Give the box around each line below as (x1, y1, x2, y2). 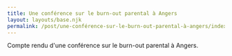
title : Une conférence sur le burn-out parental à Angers (7, 10, 177, 17)
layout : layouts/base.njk (7, 16, 81, 23)
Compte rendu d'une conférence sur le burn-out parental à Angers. (7, 42, 199, 50)
